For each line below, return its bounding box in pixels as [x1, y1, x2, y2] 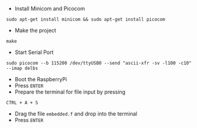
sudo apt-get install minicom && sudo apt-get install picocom [6, 17, 166, 23]
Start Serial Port [14, 49, 54, 56]
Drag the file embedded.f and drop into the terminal [14, 110, 137, 117]
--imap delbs [6, 65, 38, 71]
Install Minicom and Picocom [14, 5, 85, 12]
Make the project [14, 27, 56, 34]
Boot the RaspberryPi [14, 76, 67, 82]
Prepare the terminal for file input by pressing [14, 88, 126, 95]
